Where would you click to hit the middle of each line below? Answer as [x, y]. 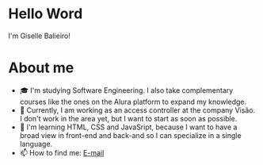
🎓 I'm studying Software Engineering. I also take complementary [126, 90]
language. [36, 144]
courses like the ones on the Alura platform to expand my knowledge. [133, 102]
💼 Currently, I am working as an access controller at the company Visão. [137, 110]
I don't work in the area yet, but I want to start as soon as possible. [128, 118]
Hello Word [46, 14]
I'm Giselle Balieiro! [40, 36]
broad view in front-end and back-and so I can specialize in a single [130, 135]
